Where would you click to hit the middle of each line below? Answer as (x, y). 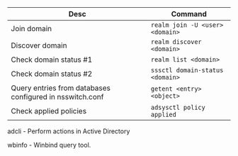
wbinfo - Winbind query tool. (49, 145)
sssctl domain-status (187, 70)
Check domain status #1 (52, 60)
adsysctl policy (178, 107)
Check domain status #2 (52, 74)
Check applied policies (49, 111)
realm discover (176, 42)
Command (189, 14)
